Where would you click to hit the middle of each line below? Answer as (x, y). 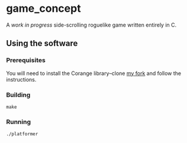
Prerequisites (26, 60)
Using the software (42, 43)
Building (18, 95)
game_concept (43, 9)
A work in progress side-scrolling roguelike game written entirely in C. (91, 25)
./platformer (22, 134)
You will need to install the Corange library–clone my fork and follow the (94, 73)
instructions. (21, 79)
